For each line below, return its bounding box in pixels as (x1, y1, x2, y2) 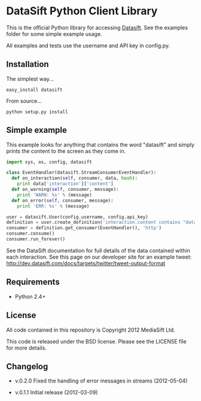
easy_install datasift (6, 87, 63, 93)
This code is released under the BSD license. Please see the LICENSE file (6, 338, 187, 345)
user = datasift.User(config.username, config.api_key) (6, 214, 148, 220)
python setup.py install (6, 109, 68, 115)
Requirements (6, 277, 60, 287)
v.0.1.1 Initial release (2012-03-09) (14, 389, 98, 396)
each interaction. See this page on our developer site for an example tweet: (6, 253, 192, 260)
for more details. (6, 344, 47, 351)
